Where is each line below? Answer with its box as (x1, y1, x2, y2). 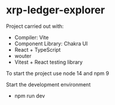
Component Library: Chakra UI (14, 40, 88, 47)
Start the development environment (6, 81, 91, 88)
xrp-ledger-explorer (6, 3, 105, 17)
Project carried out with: (6, 23, 64, 30)
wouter (14, 52, 32, 59)
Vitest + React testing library (14, 59, 83, 66)
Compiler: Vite (14, 34, 49, 41)
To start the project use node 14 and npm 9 (6, 70, 109, 77)
